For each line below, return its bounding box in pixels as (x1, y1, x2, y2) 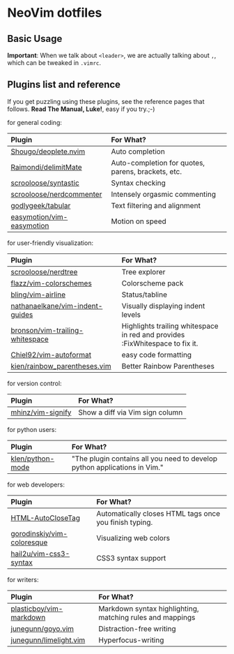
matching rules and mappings (98, 612, 196, 622)
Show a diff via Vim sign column (78, 407, 183, 417)
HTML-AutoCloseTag (10, 513, 80, 523)
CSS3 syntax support (96, 553, 166, 563)
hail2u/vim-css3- (10, 549, 70, 558)
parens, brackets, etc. (111, 166, 182, 176)
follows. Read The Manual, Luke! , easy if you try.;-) (7, 105, 155, 113)
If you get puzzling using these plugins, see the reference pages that (7, 97, 205, 105)
